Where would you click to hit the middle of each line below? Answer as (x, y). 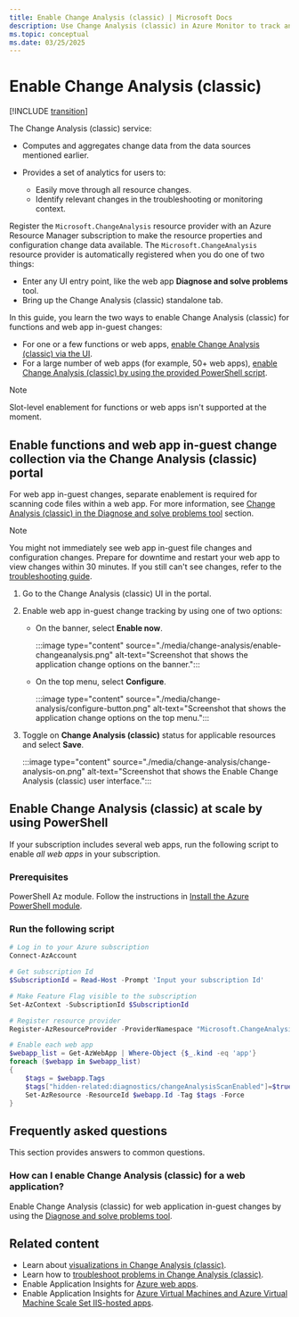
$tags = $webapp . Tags (65, 1078)
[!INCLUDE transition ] (48, 112)
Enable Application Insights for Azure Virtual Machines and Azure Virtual (154, 1294)
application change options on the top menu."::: (122, 718)
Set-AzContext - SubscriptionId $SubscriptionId (99, 1005)
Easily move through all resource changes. (113, 190)
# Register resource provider (65, 1021)
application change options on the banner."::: (117, 664)
